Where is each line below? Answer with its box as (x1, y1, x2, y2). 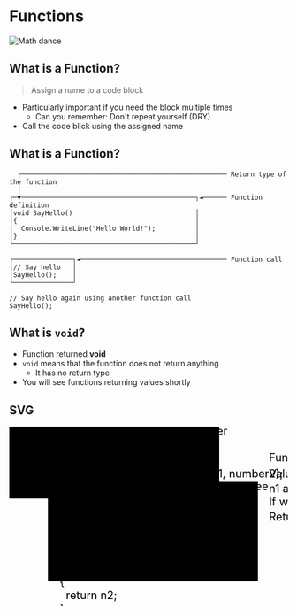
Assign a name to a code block (30, 84, 144, 95)
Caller (197, 424, 228, 439)
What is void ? (9, 325, 86, 340)
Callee (235, 480, 269, 494)
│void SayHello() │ (9, 208, 200, 218)
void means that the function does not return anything (21, 358, 219, 369)
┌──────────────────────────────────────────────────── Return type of (17, 170, 287, 179)
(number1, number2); (173, 466, 284, 481)
